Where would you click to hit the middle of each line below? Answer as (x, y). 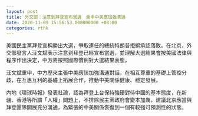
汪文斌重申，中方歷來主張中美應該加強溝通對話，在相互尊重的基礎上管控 (94, 73)
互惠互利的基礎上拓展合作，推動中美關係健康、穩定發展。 (91, 80)
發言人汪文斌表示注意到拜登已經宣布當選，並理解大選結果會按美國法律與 (104, 53)
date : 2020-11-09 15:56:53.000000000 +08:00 (62, 22)
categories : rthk (27, 28)
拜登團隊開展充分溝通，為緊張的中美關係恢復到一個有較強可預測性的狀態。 (96, 107)
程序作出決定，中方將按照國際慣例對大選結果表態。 (68, 60)
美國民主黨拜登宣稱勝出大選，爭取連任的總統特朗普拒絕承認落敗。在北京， (96, 45)
